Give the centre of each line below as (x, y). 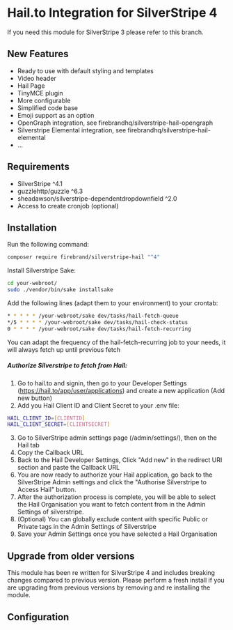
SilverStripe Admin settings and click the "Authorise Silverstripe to (112, 482)
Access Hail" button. (47, 490)
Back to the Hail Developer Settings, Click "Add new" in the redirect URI (120, 460)
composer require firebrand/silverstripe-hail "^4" (83, 257)
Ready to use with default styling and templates (86, 70)
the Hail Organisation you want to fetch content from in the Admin (111, 505)
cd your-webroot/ (32, 284)
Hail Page (31, 86)
